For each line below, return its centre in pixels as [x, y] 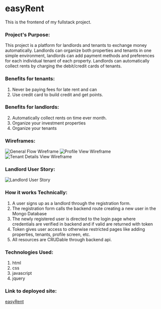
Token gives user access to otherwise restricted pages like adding [78, 229]
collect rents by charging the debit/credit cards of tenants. [63, 66]
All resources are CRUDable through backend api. [62, 239]
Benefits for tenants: [30, 79]
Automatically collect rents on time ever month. [59, 118]
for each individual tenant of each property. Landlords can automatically [77, 61]
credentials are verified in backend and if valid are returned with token [82, 224]
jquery [18, 278]
